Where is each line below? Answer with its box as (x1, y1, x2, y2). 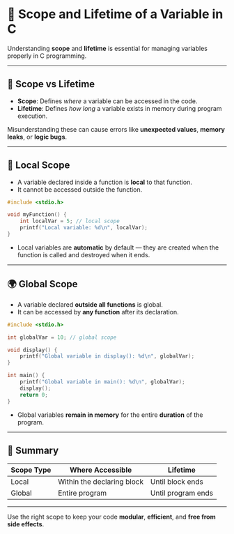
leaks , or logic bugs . (7, 132, 68, 141)
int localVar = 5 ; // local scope (19, 218, 120, 225)
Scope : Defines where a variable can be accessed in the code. (17, 97, 198, 105)
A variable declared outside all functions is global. (17, 300, 164, 309)
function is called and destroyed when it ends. (17, 250, 150, 259)
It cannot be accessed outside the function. (17, 185, 143, 194)
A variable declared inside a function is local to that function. (17, 178, 193, 186)
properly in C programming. (7, 52, 87, 60)
